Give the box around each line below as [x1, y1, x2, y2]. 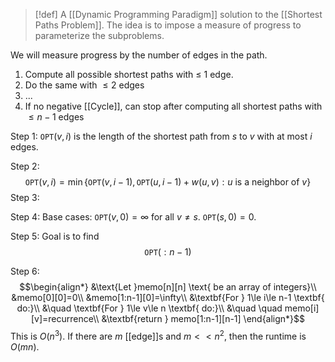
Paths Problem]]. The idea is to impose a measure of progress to [34, 19, 302, 31]
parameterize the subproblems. [34, 30, 165, 41]
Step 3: [10, 192, 40, 203]
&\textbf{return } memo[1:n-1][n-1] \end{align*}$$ [101, 313, 306, 324]
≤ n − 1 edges [28, 111, 85, 123]
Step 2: [10, 160, 40, 172]
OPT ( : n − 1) [144, 246, 192, 258]
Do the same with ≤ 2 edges [24, 79, 145, 91]
